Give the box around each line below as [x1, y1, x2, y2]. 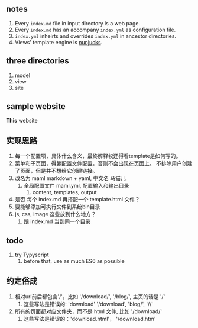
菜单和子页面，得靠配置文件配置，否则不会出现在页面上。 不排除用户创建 [14, 160, 193, 167]
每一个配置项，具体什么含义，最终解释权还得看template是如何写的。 [14, 153, 181, 160]
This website [6, 117, 38, 124]
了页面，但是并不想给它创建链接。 [14, 168, 98, 175]
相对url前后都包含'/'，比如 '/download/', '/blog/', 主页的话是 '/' [14, 292, 165, 300]
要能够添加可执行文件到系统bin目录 [14, 203, 100, 210]
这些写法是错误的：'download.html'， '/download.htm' [23, 315, 156, 322]
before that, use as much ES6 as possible [23, 258, 125, 265]
